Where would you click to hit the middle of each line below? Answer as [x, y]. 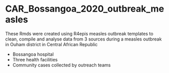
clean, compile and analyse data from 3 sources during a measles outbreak [83, 39]
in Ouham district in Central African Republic [51, 44]
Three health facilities [35, 59]
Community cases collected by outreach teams [62, 65]
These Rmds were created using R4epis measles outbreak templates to [79, 33]
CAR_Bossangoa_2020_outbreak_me [85, 9]
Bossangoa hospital [33, 54]
